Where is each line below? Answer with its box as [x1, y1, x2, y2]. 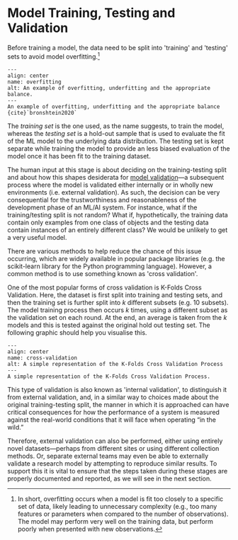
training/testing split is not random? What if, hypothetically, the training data [7, 210, 228, 219]
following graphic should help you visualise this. [7, 328, 147, 337]
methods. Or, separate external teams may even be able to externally [7, 452, 209, 460]
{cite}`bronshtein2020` [7, 109, 78, 116]
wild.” [7, 423, 24, 431]
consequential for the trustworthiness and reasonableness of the [7, 195, 197, 204]
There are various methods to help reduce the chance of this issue [7, 246, 202, 255]
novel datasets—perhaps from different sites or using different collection [7, 444, 220, 452]
